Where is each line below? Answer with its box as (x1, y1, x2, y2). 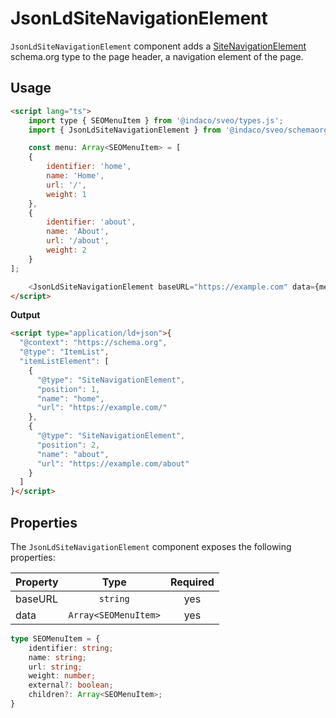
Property (15, 575, 59, 589)
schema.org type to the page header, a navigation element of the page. (10, 50, 304, 62)
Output (10, 309, 41, 321)
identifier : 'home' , (46, 162, 132, 172)
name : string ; (28, 652, 87, 662)
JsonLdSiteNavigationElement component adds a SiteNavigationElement (10, 40, 307, 52)
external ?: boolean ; (28, 680, 114, 691)
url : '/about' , (46, 236, 110, 246)
